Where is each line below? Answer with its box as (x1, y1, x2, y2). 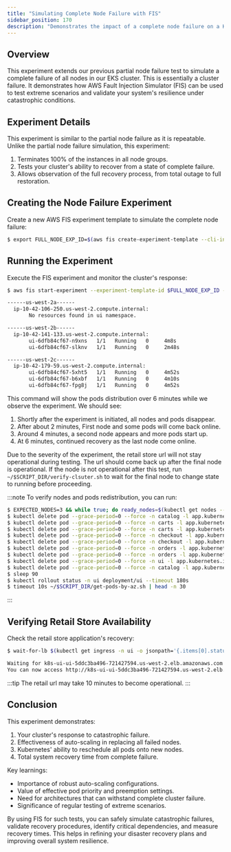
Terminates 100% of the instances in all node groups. (16, 155, 168, 163)
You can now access (7, 666, 63, 673)
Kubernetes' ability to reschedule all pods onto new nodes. (16, 745, 184, 753)
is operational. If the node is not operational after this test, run (7, 465, 182, 473)
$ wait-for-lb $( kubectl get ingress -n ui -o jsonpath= (7, 648, 174, 655)
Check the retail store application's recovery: (7, 634, 135, 642)
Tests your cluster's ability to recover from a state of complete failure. (16, 163, 215, 170)
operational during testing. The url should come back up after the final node (7, 457, 222, 466)
